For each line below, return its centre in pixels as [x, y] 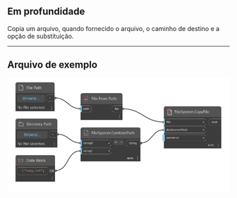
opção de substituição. [41, 36]
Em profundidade [46, 12]
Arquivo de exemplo [52, 65]
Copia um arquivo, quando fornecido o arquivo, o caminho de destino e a [114, 28]
